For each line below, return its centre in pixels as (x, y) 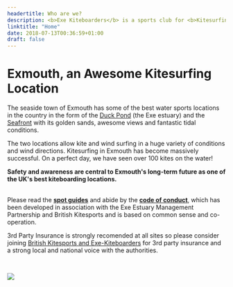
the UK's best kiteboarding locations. (62, 179)
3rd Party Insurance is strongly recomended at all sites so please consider (113, 236)
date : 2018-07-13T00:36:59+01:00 (55, 33)
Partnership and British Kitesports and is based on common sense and (108, 215)
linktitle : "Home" (34, 26)
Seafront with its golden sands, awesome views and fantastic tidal (102, 123)
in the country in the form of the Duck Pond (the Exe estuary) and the (106, 115)
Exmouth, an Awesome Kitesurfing (110, 74)
